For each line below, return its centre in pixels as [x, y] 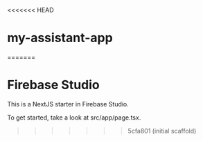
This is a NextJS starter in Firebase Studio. [68, 104]
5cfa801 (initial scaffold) [162, 131]
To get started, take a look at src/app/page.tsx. [74, 117]
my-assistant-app [60, 38]
